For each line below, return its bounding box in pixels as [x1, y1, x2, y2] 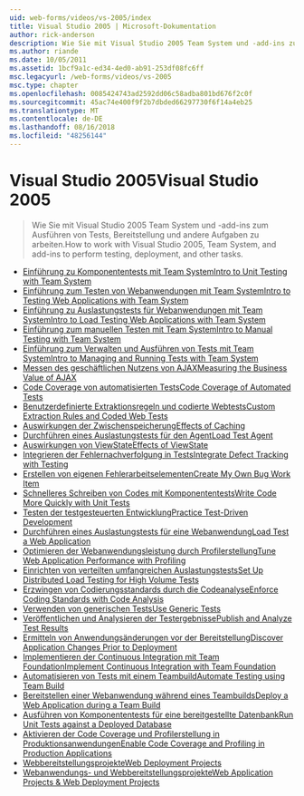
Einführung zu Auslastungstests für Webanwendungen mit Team [22, 305, 263, 315]
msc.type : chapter [9, 81, 79, 90]
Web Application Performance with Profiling [22, 555, 186, 566]
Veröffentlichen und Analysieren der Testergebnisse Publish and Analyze [22, 613, 292, 624]
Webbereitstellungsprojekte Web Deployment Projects [22, 757, 222, 768]
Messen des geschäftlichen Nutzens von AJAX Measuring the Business [22, 362, 288, 373]
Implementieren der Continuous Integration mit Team [22, 651, 220, 662]
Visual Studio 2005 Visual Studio [9, 170, 260, 191]
